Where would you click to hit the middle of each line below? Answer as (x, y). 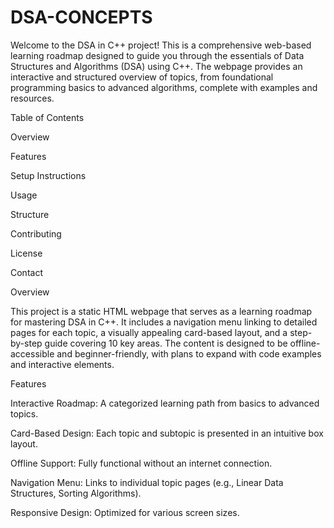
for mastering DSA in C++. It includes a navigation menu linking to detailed (164, 322)
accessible (32, 353)
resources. (32, 98)
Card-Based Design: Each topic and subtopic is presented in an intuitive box (167, 433)
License (26, 253)
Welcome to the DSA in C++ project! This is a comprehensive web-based (161, 45)
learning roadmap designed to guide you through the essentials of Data (157, 55)
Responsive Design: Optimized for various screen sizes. (125, 512)
